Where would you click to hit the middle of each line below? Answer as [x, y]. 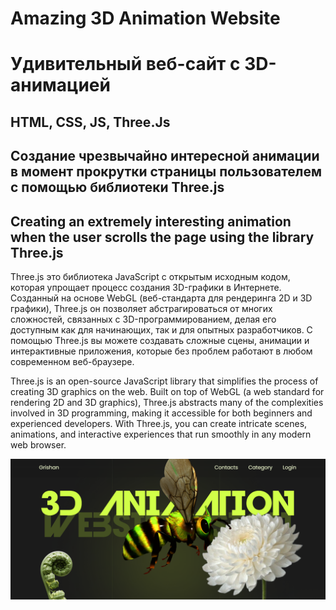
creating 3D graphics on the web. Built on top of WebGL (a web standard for [167, 391]
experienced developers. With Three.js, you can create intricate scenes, [159, 423]
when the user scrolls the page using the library [162, 237]
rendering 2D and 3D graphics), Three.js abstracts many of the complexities [167, 402]
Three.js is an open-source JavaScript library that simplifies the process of [164, 381]
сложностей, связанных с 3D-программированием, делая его [143, 319]
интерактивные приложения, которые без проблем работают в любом [161, 351]
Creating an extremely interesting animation [151, 221]
